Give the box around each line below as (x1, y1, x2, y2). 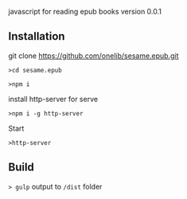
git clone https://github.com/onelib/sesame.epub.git (8, 51, 179, 60)
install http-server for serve (8, 94, 98, 103)
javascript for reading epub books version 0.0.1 (8, 7, 162, 16)
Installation (8, 29, 65, 43)
